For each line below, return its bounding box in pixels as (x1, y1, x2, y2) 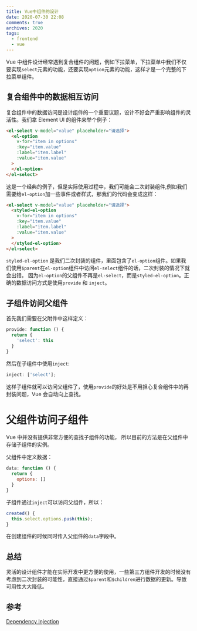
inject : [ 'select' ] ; (6, 371, 57, 377)
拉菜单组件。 (6, 73, 37, 80)
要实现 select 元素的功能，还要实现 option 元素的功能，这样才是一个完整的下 (6, 65, 186, 72)
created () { (6, 510, 35, 516)
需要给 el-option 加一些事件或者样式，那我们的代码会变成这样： (6, 190, 158, 197)
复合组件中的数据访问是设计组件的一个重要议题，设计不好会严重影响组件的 (6, 108, 186, 115)
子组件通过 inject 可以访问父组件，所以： (6, 499, 104, 506)
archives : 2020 (6, 25, 43, 31)
